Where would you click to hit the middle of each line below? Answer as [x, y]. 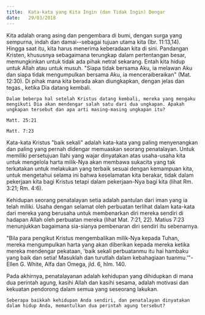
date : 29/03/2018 [31, 18]
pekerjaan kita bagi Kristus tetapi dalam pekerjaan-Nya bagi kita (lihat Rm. [100, 181]
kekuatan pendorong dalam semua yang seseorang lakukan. [82, 289]
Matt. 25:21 [21, 120]
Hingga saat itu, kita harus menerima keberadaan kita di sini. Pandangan [97, 48]
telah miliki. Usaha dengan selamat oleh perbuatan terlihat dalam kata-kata [101, 206]
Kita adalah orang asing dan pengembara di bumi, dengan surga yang [94, 35]
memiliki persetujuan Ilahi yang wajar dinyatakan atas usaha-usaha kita [96, 155]
